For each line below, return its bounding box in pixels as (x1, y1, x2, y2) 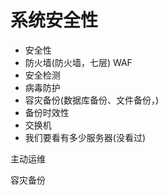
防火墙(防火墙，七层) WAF (24, 56, 133, 68)
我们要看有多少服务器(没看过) (24, 131, 147, 143)
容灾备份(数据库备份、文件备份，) (24, 94, 160, 106)
